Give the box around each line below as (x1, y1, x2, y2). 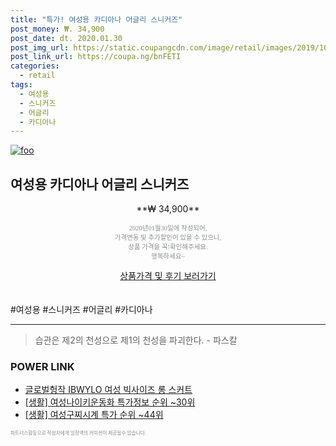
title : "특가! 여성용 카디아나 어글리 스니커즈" (10, 14, 183, 25)
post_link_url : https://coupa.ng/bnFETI (10, 52, 182, 62)
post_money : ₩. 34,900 (10, 24, 105, 34)
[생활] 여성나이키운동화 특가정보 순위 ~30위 (24, 396, 196, 408)
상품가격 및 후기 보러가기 (119, 270, 217, 282)
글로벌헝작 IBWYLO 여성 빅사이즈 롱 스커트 (24, 384, 193, 396)
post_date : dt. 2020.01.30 (10, 33, 123, 43)
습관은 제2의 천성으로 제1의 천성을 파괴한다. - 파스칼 (34, 334, 238, 346)
